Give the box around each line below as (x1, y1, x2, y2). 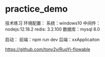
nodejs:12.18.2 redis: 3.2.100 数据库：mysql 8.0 (5, 26, 100, 32)
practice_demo (5, 3, 68, 15)
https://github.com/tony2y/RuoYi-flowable (5, 46, 90, 52)
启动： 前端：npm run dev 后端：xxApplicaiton (5, 37, 100, 42)
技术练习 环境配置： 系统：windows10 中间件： (5, 20, 101, 26)
